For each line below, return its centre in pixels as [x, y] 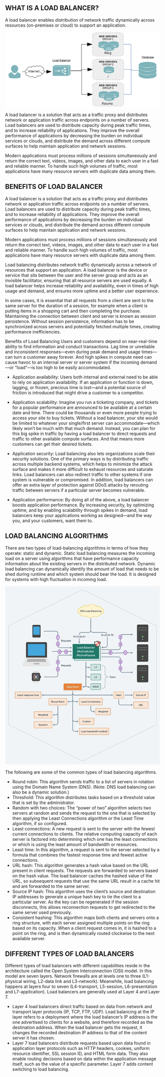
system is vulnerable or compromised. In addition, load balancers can [82, 480]
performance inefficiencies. [33, 332]
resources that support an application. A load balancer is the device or [76, 270]
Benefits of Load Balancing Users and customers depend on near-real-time [81, 341]
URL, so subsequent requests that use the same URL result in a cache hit [86, 881]
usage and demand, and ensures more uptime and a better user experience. [82, 291]
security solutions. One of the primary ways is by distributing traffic [80, 459]
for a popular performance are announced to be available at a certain [82, 407]
